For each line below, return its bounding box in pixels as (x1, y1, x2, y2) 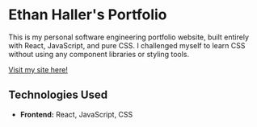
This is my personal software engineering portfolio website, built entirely (8, 32, 249, 42)
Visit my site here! (8, 64, 69, 74)
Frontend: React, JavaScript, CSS (19, 109, 133, 119)
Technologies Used (8, 88, 107, 102)
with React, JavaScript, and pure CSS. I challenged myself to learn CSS (8, 40, 246, 50)
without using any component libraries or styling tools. (8, 49, 190, 59)
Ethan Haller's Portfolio (8, 6, 167, 24)
